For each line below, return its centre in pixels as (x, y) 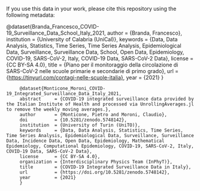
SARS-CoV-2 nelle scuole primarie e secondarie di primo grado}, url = (92, 71)
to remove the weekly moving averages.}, (59, 110)
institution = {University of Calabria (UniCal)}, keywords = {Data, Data (92, 39)
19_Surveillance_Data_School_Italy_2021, (56, 33)
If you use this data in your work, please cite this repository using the (91, 9)
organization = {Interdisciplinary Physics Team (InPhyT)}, (96, 162)
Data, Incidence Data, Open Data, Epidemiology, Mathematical (85, 141)
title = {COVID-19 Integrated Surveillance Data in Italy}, (105, 167)
